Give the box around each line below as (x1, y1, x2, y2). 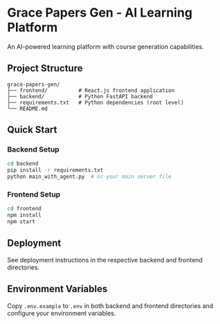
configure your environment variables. (7, 309, 116, 317)
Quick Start (7, 124, 57, 136)
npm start (7, 218, 36, 226)
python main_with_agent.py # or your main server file (7, 173, 172, 181)
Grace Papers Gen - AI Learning (7, 5, 192, 21)
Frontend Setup (7, 189, 61, 199)
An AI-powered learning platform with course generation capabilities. (7, 42, 204, 51)
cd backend (7, 161, 39, 168)
